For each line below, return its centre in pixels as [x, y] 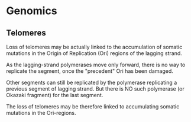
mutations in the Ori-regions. [41, 113]
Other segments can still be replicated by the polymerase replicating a [92, 82]
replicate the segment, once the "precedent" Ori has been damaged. [90, 71]
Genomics [32, 11]
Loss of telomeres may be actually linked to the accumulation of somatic [94, 47]
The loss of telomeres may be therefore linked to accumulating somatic [93, 107]
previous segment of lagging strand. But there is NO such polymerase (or [96, 89]
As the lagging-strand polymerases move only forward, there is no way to [96, 65]
